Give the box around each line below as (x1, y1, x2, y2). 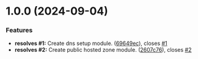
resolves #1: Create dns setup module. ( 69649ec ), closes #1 (14, 40, 167, 47)
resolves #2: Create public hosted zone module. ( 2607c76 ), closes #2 (14, 46, 192, 54)
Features (5, 26, 33, 35)
